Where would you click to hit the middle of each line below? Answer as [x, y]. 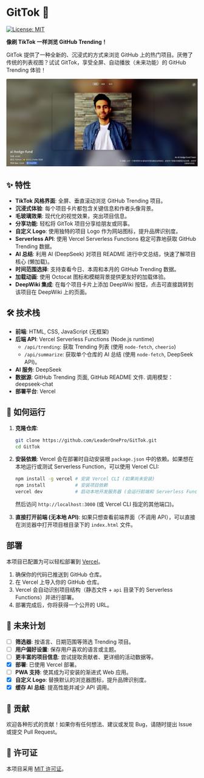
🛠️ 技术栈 [23, 313]
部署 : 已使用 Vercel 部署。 [47, 664]
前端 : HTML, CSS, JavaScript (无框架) [62, 332]
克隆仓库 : [26, 428]
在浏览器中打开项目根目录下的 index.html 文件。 [76, 525]
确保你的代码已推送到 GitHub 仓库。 [60, 574]
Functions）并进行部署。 [46, 597]
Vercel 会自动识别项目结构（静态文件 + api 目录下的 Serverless [94, 589]
